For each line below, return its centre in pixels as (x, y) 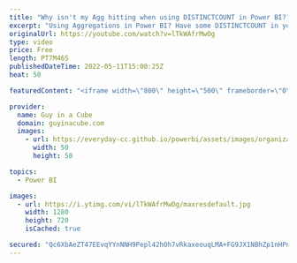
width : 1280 (47, 213)
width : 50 (50, 148)
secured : (25, 244)
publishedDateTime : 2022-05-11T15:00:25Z (87, 67)
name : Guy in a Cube (55, 115)
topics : (23, 172)
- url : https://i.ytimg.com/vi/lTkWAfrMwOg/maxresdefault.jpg (134, 204)
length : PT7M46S (39, 58)
